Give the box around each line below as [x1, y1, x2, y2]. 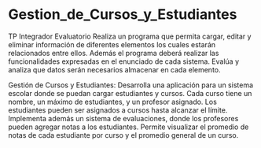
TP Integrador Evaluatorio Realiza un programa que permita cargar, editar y [8, 31, 252, 41]
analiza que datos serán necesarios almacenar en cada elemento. [8, 65, 222, 74]
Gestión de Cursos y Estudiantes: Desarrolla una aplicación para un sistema [8, 80, 254, 90]
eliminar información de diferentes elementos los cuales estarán [8, 39, 216, 49]
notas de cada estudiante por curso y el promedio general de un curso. [8, 130, 239, 139]
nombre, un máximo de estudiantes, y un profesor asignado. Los [8, 97, 218, 106]
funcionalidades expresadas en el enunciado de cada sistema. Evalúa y [8, 57, 240, 66]
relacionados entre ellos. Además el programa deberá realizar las [8, 48, 219, 57]
